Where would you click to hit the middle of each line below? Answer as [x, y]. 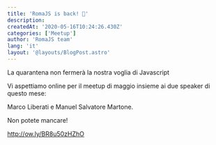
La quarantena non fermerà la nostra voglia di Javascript [88, 72]
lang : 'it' [23, 46]
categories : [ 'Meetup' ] [42, 33]
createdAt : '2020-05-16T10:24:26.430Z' [65, 26]
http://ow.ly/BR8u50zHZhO [46, 134]
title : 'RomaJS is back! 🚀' [48, 14]
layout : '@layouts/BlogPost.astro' [59, 53]
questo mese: [27, 93]
